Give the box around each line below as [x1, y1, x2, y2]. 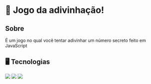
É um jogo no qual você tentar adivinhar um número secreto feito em [5, 37, 146, 43]
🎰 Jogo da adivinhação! [5, 4, 105, 16]
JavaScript [5, 43, 27, 49]
